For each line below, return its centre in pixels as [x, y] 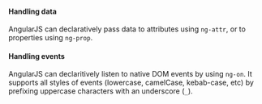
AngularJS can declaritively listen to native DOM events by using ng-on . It [131, 74]
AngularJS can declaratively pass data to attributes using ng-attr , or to [127, 29]
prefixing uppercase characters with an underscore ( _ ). [101, 91]
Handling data [32, 11]
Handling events [37, 56]
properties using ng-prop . [51, 38]
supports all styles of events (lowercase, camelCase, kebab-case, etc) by [131, 83]
